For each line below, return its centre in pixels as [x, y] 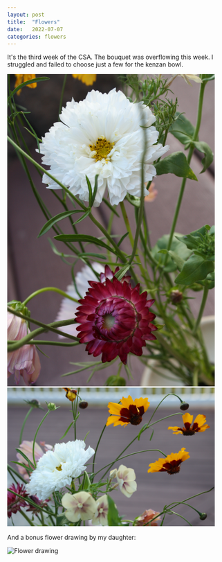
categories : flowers [37, 37]
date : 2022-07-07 [35, 29]
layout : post [26, 15]
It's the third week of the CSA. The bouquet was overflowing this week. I [110, 57]
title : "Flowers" [34, 22]
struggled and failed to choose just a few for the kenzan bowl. [95, 64]
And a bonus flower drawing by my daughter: [72, 537]
